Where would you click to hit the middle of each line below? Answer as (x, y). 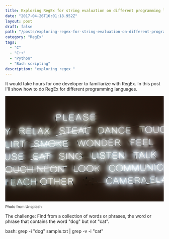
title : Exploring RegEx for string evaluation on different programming (83, 11)
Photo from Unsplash (23, 207)
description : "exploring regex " (40, 69)
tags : (11, 43)
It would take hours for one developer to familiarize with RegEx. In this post (83, 84)
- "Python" (21, 58)
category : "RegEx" (24, 37)
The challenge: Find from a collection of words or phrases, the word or (78, 216)
